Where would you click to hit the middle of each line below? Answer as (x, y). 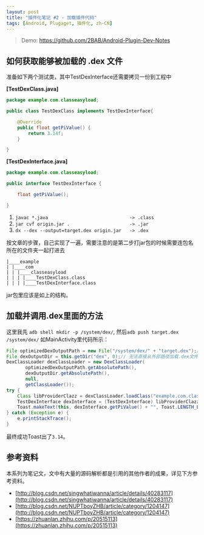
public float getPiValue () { (54, 128)
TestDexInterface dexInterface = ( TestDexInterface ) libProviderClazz (108, 401)
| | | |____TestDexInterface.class (51, 283)
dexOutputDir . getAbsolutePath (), (68, 373)
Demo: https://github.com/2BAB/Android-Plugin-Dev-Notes (96, 41)
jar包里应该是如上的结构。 (39, 295)
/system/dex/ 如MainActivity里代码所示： (58, 339)
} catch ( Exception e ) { (38, 413)
